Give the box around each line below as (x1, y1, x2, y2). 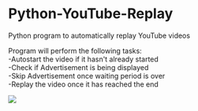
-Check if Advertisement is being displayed (8, 62, 149, 72)
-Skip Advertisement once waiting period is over (8, 71, 166, 80)
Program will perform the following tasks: (8, 46, 142, 55)
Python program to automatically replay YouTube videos (8, 31, 191, 40)
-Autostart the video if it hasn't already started (8, 54, 159, 64)
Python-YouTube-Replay (8, 5, 174, 23)
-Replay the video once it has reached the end (8, 80, 159, 89)
